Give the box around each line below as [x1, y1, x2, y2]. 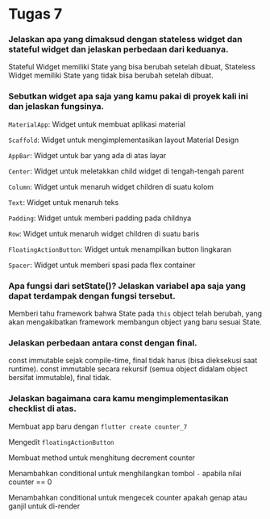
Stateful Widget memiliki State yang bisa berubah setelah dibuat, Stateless [8, 62, 255, 72]
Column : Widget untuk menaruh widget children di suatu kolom [8, 182, 214, 191]
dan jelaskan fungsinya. [8, 101, 105, 112]
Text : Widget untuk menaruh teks [8, 197, 119, 207]
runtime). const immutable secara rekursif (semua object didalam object [8, 364, 248, 374]
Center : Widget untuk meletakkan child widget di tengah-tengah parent [8, 166, 244, 176]
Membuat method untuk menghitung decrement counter [8, 453, 196, 462]
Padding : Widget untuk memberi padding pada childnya [8, 213, 192, 223]
